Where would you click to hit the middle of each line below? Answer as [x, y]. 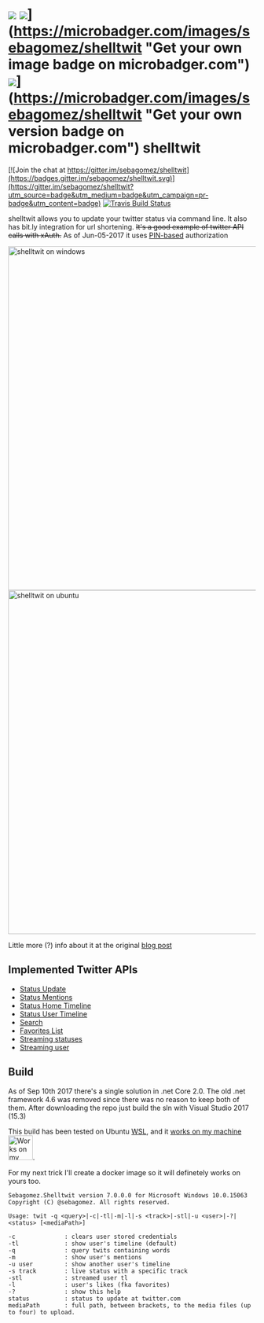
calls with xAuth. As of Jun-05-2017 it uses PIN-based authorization [118, 235]
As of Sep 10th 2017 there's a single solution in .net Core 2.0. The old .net [127, 1091]
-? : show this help [65, 1292]
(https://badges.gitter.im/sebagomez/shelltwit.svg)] [92, 178]
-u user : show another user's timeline [89, 1264]
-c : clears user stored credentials [93, 1237]
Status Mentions [46, 997]
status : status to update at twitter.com [94, 1299]
